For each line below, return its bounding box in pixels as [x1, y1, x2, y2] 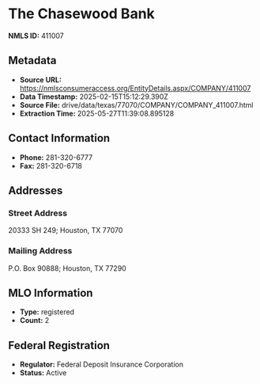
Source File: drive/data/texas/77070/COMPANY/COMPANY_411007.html [19, 100, 254, 109]
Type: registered [19, 307, 75, 317]
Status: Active [19, 368, 67, 378]
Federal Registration [8, 338, 111, 352]
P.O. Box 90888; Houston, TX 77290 [8, 263, 126, 273]
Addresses [8, 184, 63, 197]
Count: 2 [19, 316, 50, 325]
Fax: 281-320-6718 [19, 161, 83, 170]
